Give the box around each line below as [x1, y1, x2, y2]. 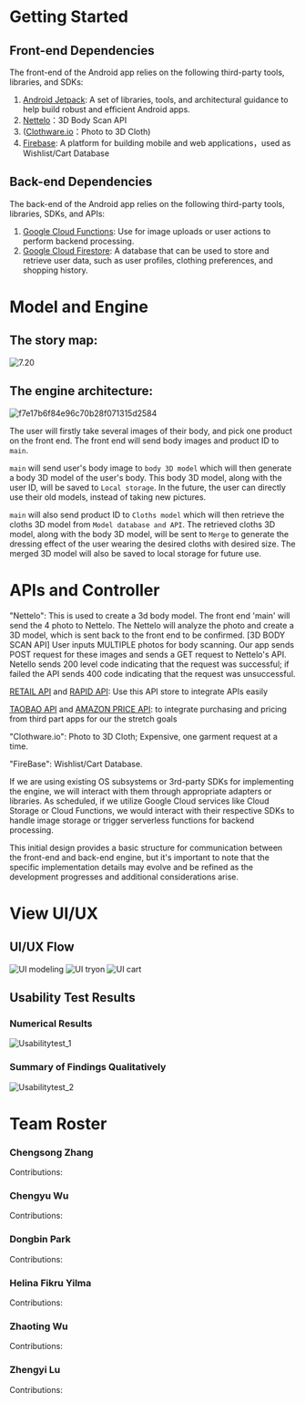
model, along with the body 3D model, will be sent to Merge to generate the [9, 528, 290, 539]
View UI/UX [9, 903, 98, 923]
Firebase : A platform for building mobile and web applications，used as [22, 138, 291, 148]
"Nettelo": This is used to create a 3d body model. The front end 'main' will [9, 609, 290, 621]
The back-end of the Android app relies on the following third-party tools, [9, 198, 285, 209]
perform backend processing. [22, 235, 135, 246]
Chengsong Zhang [9, 1146, 94, 1159]
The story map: [9, 333, 98, 348]
